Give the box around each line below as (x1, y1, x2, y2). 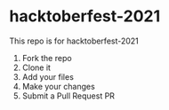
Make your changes (21, 81, 95, 91)
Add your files (21, 71, 74, 82)
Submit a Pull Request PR (21, 90, 116, 101)
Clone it (21, 62, 52, 73)
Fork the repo (21, 52, 73, 63)
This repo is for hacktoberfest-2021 (9, 35, 140, 46)
